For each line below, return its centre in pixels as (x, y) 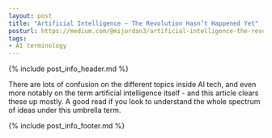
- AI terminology (38, 46)
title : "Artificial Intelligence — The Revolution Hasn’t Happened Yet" (134, 23)
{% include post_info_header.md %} (69, 69)
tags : (17, 38)
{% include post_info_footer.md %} (67, 126)
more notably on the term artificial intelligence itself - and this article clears (134, 93)
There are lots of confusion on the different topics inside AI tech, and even (132, 85)
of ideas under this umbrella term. (65, 111)
